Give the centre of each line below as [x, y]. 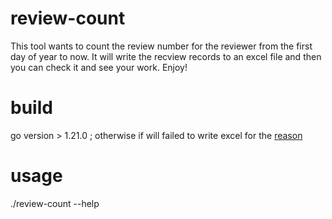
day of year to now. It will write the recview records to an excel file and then [166, 56]
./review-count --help [55, 203]
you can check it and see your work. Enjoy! [99, 67]
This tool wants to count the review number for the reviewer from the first [161, 46]
